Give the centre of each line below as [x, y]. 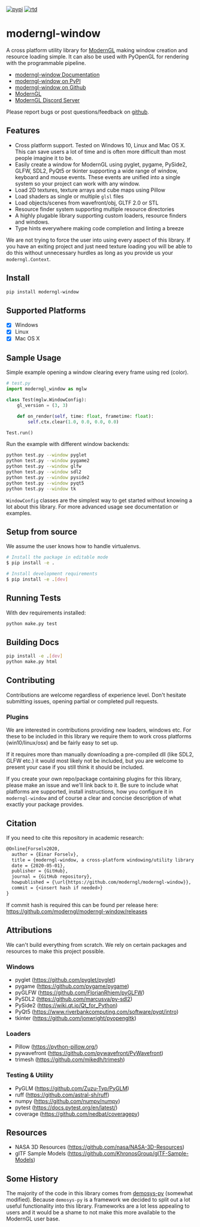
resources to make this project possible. [56, 951]
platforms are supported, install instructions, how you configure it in [90, 792]
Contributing [31, 680]
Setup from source [42, 532]
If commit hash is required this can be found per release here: [82, 905]
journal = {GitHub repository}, [52, 877]
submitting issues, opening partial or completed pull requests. [82, 701]
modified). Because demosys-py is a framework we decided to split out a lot [98, 1200]
